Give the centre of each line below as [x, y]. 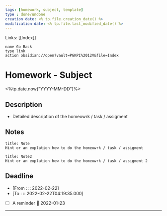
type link [15, 51]
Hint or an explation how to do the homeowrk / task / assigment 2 [77, 161]
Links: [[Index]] [21, 38]
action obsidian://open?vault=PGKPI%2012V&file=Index [62, 56]
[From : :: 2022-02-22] [36, 188]
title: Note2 [19, 156]
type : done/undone [25, 14]
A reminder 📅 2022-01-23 [39, 203]
